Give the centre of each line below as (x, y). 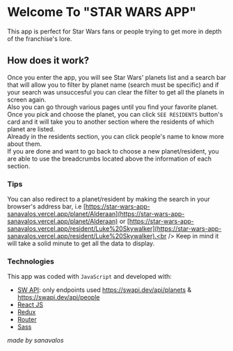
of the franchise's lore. (40, 38)
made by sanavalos (35, 341)
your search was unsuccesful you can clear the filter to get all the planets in (116, 92)
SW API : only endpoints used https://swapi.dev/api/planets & (104, 290)
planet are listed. (31, 129)
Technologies (31, 261)
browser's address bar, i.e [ (47, 206)
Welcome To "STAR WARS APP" (102, 12)
